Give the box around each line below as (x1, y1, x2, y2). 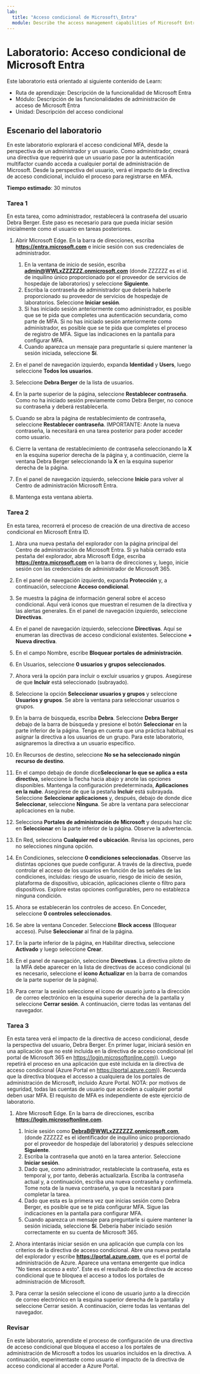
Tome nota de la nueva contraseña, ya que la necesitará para (24, 1185, 174, 1192)
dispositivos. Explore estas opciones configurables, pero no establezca (15, 885, 190, 893)
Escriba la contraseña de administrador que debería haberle (24, 286, 172, 293)
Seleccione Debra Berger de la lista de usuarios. (15, 379, 134, 386)
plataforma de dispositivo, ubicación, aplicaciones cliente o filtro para (15, 879, 186, 887)
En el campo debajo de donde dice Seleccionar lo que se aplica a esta (15, 769, 188, 776)
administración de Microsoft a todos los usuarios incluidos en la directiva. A (7, 1350, 192, 1357)
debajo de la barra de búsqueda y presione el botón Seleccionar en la (15, 721, 188, 728)
